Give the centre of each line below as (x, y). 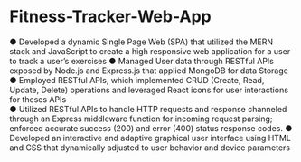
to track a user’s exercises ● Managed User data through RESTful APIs (141, 61)
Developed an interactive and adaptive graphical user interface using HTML (150, 138)
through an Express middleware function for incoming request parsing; (141, 119)
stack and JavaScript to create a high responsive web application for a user (150, 51)
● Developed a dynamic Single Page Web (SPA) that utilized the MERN (141, 42)
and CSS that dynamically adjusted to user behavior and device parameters (150, 148)
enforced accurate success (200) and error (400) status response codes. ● (151, 128)
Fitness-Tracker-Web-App (111, 17)
